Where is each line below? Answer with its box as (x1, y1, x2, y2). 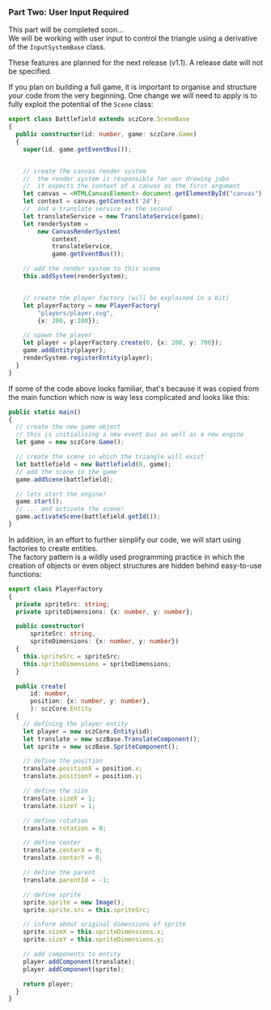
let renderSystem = (23, 220, 89, 228)
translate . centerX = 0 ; (23, 846, 104, 854)
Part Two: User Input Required (8, 6, 129, 18)
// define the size (23, 787, 89, 795)
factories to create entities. (8, 543, 99, 553)
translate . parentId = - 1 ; (23, 875, 111, 884)
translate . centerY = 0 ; (23, 854, 104, 862)
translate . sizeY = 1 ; (23, 802, 95, 810)
